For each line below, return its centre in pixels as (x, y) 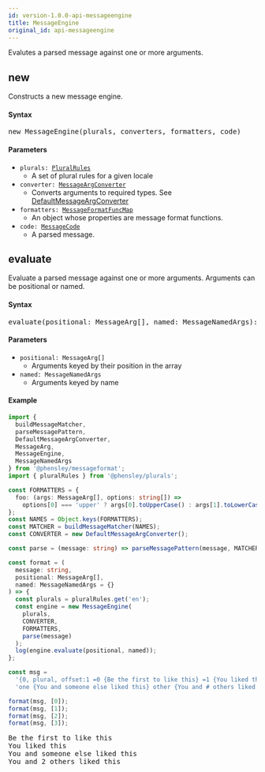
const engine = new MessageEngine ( (74, 607)
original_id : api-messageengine (61, 30)
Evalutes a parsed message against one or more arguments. (106, 53)
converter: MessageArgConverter (73, 185)
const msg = (28, 673)
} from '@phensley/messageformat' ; (67, 469)
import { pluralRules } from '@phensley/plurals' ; (93, 476)
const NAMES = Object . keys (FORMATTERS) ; (76, 519)
